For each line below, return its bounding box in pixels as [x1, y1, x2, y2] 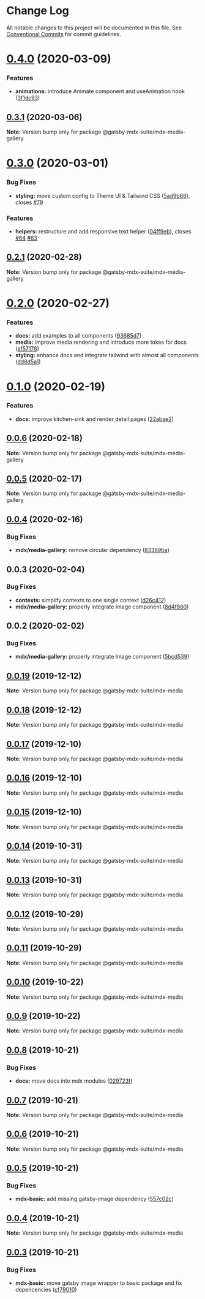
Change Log [6, 4, 69, 18]
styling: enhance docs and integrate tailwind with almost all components [15, 352, 199, 359]
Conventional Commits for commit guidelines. [6, 30, 121, 37]
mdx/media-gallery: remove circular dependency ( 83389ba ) [15, 547, 170, 554]
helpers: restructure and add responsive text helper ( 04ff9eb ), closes [15, 228, 192, 235]
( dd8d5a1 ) [15, 358, 41, 365]
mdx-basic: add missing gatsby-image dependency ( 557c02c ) [15, 1195, 174, 1203]
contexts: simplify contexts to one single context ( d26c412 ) [15, 596, 166, 604]
